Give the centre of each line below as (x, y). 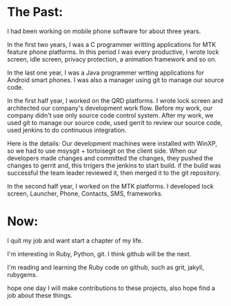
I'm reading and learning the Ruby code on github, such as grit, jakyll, (106, 267)
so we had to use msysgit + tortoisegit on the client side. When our (102, 151)
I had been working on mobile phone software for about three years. (104, 31)
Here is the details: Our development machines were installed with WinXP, (112, 143)
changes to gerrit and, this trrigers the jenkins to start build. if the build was (114, 165)
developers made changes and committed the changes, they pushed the (110, 158)
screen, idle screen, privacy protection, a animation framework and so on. (112, 59)
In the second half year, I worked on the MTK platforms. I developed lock (110, 186)
